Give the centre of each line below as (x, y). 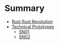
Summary (24, 8)
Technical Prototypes (33, 26)
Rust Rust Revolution (32, 22)
